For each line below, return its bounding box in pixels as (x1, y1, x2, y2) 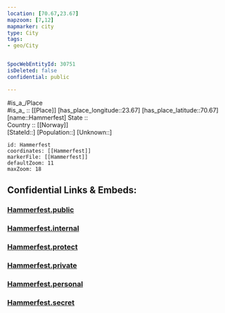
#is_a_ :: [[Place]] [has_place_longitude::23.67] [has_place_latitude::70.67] (7, 106, 219, 114)
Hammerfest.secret (7, 298, 75, 307)
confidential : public (7, 73, 70, 80)
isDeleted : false (7, 67, 57, 74)
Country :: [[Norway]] (7, 120, 69, 129)
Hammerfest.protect (7, 242, 78, 252)
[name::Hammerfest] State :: (7, 113, 89, 122)
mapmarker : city (7, 23, 54, 30)
